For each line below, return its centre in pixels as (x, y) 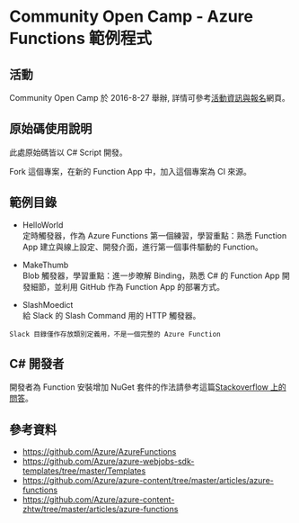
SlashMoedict (48, 304)
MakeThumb (45, 265)
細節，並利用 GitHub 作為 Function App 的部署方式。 (127, 286)
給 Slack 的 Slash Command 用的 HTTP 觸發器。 (111, 315)
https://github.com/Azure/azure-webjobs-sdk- (108, 462)
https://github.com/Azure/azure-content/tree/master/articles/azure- (148, 481)
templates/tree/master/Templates (84, 471)
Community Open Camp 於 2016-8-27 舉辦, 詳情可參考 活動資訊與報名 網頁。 (149, 98)
